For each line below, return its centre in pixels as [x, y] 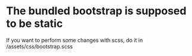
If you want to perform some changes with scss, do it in [75, 40]
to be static [35, 24]
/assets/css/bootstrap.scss [40, 46]
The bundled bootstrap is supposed [96, 11]
